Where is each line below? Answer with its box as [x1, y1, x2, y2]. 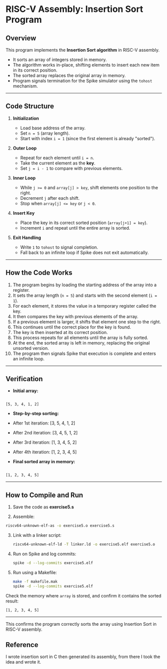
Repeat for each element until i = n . [20, 155, 95, 161]
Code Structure [5, 102, 54, 110]
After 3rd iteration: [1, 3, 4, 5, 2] [12, 439, 77, 445]
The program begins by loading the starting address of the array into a [12, 282, 157, 288]
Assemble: [12, 513, 35, 520]
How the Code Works [5, 268, 72, 277]
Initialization [12, 115, 39, 121]
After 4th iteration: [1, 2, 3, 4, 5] [12, 449, 77, 455]
